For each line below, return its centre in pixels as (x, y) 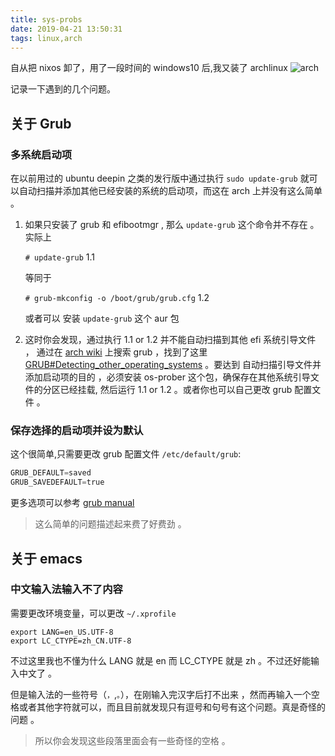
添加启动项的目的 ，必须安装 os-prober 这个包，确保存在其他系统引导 (167, 377)
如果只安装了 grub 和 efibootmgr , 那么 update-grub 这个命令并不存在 (166, 225)
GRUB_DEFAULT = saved (51, 473)
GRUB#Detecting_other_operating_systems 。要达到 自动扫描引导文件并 (173, 365)
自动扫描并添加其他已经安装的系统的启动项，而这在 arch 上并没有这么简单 (170, 191)
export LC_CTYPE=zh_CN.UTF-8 (71, 641)
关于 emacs (46, 558)
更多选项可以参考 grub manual (72, 503)
